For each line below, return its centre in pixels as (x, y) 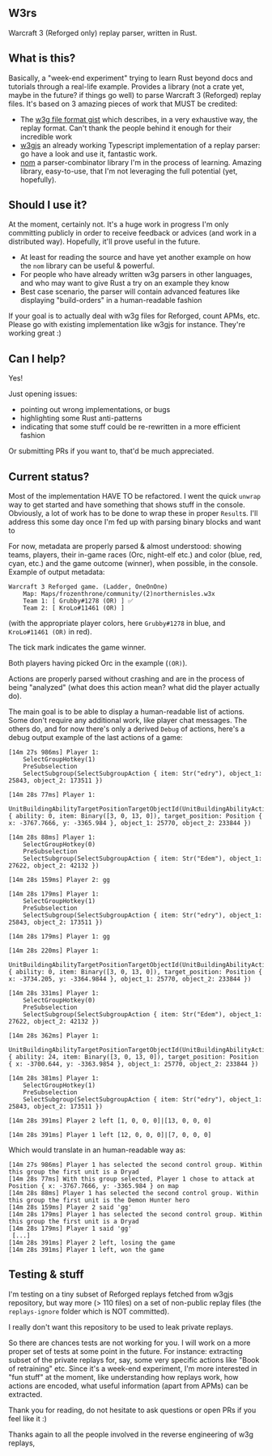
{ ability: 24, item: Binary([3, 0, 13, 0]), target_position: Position (134, 1057)
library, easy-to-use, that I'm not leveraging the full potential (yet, (129, 171)
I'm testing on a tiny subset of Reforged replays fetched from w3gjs (121, 1294)
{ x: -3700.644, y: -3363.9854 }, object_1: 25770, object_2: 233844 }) (134, 1064)
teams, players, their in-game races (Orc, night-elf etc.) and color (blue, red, (136, 555)
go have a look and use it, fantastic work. (89, 154)
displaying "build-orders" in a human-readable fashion (111, 300)
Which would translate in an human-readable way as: (97, 1150)
